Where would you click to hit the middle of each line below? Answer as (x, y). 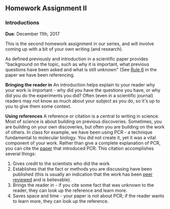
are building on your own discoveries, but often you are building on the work (85, 127)
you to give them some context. (38, 106)
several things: (21, 153)
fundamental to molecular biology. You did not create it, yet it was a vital (81, 137)
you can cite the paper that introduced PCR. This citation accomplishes (80, 148)
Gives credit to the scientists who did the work (61, 163)
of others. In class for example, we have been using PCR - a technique (79, 132)
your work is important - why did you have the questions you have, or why (83, 90)
